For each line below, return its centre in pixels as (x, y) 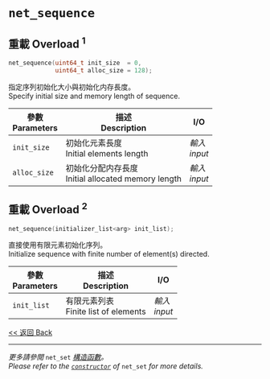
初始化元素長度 (94, 142)
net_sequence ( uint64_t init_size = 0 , (75, 63)
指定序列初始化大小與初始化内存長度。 (72, 87)
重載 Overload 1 (47, 43)
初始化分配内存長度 (102, 168)
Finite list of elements (106, 311)
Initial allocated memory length (124, 179)
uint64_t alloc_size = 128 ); (104, 70)
